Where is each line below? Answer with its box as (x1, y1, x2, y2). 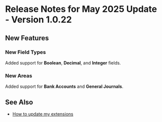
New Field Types (5, 49, 46, 56)
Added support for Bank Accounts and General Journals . (5, 83, 124, 90)
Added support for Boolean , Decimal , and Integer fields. (5, 60, 121, 65)
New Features (5, 34, 49, 42)
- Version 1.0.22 (5, 14, 72, 25)
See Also (5, 98, 33, 106)
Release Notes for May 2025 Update (5, 3, 158, 15)
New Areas (5, 72, 32, 79)
